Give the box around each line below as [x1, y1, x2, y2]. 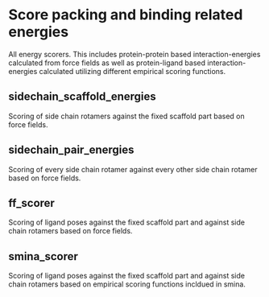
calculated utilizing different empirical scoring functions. [39, 66, 226, 76]
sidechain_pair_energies [8, 143, 134, 157]
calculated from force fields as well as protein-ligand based [8, 58, 206, 68]
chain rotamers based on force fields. [8, 226, 133, 236]
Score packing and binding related [8, 6, 243, 24]
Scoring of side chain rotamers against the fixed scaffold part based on [8, 111, 246, 121]
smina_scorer [8, 250, 78, 263]
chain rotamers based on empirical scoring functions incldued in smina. [8, 279, 246, 289]
